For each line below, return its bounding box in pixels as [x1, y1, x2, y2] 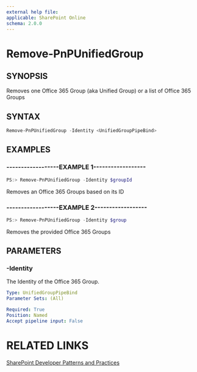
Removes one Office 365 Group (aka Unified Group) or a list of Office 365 [6, 87, 192, 95]
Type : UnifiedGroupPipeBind [6, 290, 78, 296]
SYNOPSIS [6, 71, 48, 81]
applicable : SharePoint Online [6, 15, 86, 21]
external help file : [6, 9, 59, 15]
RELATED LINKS [6, 339, 89, 352]
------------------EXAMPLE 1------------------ [6, 163, 146, 171]
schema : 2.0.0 [6, 20, 43, 26]
